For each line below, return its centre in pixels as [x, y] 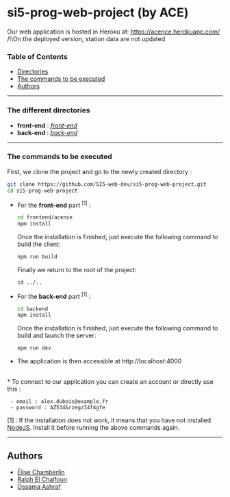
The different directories [49, 110]
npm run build [37, 256]
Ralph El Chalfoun [42, 479]
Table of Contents [38, 56]
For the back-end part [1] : [54, 295]
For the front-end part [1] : [54, 204]
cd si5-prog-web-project [42, 191]
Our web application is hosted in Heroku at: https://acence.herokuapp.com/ [114, 32]
